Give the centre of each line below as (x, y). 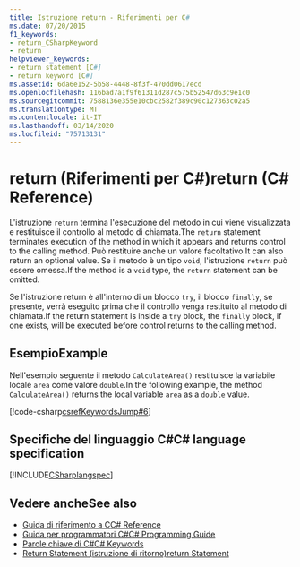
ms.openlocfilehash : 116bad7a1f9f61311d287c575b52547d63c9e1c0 (130, 92)
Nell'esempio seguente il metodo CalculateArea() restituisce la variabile (142, 375)
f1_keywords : (34, 34)
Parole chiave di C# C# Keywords (83, 544)
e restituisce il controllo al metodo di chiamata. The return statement (135, 232)
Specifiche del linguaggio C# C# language (128, 440)
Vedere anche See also (73, 503)
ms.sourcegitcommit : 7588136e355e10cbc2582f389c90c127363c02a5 (130, 101)
